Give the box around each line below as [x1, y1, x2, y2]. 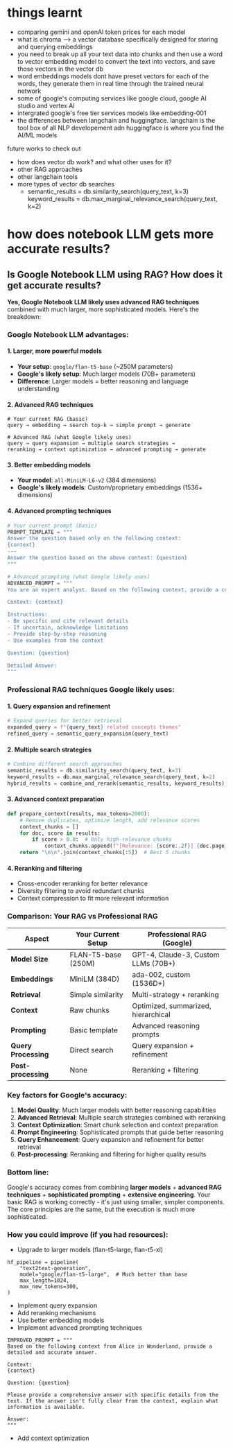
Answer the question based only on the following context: [7, 535, 182, 542]
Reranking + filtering [132, 1065, 199, 1075]
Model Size [10, 954, 49, 964]
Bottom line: [7, 1167, 49, 1177]
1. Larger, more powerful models [7, 347, 102, 355]
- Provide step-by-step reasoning [7, 630, 107, 637]
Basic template [69, 1025, 118, 1034]
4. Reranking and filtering [7, 864, 82, 872]
